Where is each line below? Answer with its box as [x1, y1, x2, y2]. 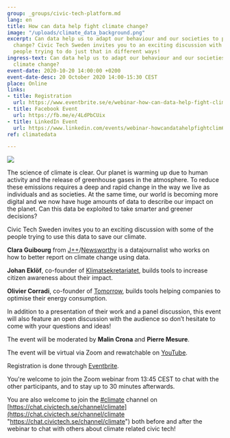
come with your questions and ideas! [7, 322, 112, 331]
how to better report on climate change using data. [7, 253, 151, 261]
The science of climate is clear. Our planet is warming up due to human [7, 168, 208, 177]
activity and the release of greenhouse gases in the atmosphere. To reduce [7, 176, 219, 184]
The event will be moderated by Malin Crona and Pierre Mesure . [7, 335, 190, 344]
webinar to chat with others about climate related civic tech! [7, 425, 176, 433]
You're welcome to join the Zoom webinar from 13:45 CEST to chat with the [7, 375, 219, 383]
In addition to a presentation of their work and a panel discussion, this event [7, 307, 221, 315]
